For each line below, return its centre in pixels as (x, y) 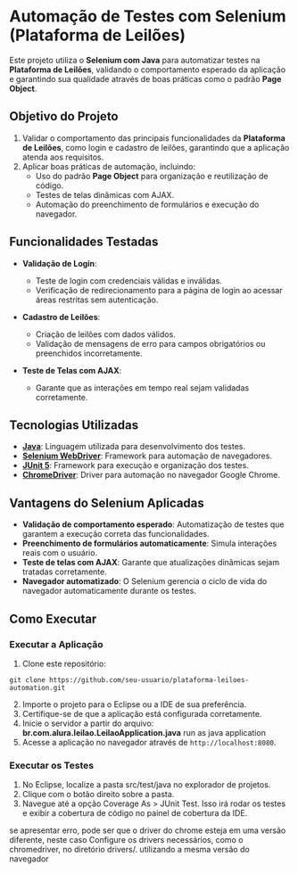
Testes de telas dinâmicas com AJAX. (105, 194)
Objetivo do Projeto (64, 116)
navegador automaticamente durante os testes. (109, 591)
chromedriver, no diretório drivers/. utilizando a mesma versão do (129, 850)
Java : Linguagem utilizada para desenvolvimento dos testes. (133, 447)
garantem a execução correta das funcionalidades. (116, 534)
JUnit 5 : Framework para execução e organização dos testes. (136, 465)
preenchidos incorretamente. (89, 353)
